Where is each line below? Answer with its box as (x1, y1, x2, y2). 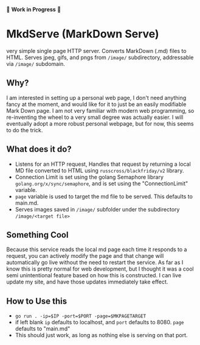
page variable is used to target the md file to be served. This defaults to (15, 193, 193, 200)
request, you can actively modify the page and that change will (6, 252, 164, 260)
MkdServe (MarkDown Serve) (6, 27, 159, 41)
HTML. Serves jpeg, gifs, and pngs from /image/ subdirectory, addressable (6, 54, 194, 61)
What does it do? (6, 144, 72, 155)
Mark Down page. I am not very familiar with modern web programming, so (6, 107, 195, 114)
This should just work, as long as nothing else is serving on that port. (15, 332, 188, 339)
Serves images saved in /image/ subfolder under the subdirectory (15, 205, 180, 213)
